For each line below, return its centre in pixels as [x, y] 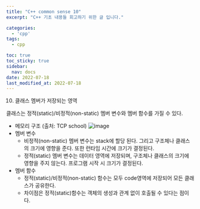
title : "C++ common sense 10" [44, 12]
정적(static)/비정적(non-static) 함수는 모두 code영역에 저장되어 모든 [103, 178]
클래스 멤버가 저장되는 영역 [46, 101]
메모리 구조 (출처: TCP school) [51, 126]
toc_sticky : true [28, 61]
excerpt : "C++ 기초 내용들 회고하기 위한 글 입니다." [65, 17]
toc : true [19, 55]
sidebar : [17, 66]
